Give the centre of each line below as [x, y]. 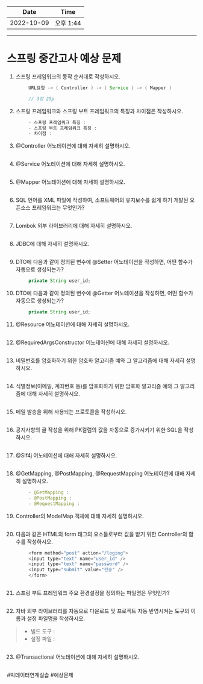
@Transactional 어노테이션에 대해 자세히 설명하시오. [77, 657]
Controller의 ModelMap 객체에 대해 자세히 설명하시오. [80, 516]
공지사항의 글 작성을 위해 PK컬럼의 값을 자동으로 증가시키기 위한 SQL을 [99, 430]
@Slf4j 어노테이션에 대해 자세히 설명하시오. [66, 456]
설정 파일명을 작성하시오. [56, 619]
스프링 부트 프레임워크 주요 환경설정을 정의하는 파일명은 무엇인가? [93, 593]
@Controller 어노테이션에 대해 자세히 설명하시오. [73, 146]
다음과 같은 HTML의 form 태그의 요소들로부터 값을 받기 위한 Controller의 [101, 534]
